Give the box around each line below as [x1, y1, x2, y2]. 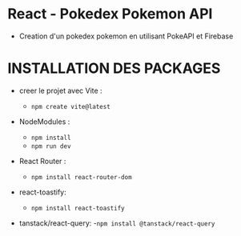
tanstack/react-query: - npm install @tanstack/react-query [18, 218, 215, 228]
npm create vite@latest [30, 102, 111, 110]
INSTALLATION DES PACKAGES [7, 59, 221, 78]
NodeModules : [18, 117, 70, 126]
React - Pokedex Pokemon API [7, 5, 213, 23]
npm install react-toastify [30, 204, 125, 212]
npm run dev [30, 142, 71, 150]
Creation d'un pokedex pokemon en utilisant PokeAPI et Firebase [18, 31, 234, 41]
